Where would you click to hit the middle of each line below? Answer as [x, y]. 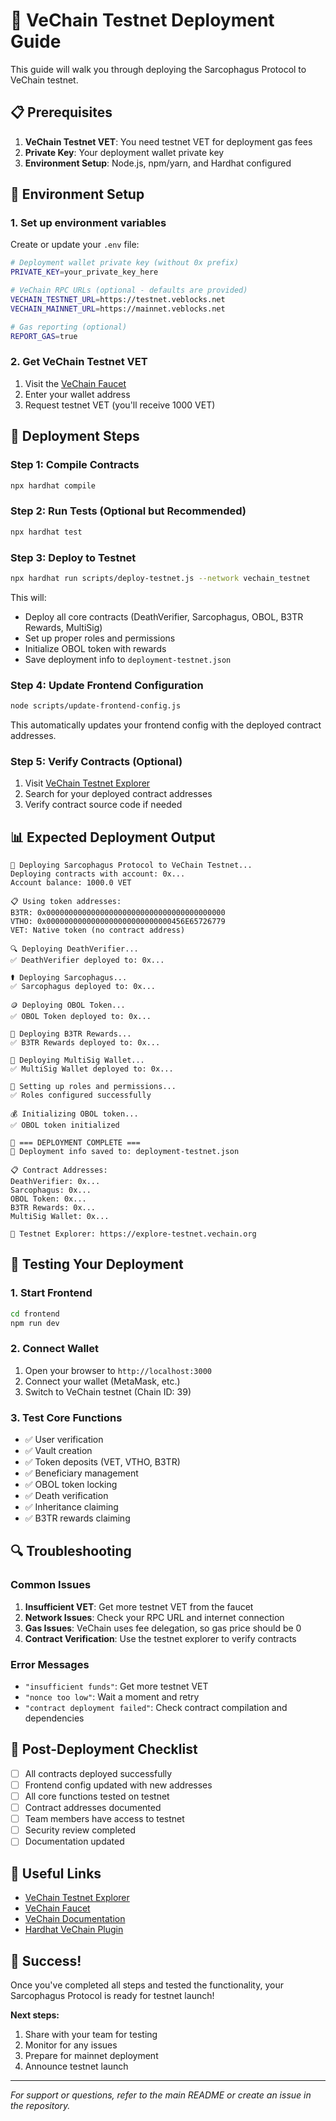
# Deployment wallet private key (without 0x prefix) [125, 263]
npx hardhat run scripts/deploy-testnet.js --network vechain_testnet [160, 578]
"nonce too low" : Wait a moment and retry [112, 1697]
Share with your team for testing [91, 2034]
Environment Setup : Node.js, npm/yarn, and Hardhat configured [158, 163]
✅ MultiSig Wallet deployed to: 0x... [92, 1069]
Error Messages [50, 1664]
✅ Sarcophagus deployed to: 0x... [83, 987]
